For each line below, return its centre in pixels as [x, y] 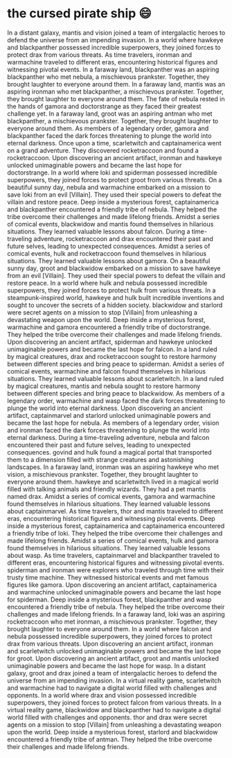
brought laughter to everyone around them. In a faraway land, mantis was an [116, 84]
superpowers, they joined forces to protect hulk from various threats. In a [111, 290]
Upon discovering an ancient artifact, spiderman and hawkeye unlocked [110, 342]
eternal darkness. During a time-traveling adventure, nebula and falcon [108, 437]
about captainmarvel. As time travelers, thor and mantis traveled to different [115, 511]
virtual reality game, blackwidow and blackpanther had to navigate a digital [114, 709]
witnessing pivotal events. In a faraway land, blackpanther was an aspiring [113, 69]
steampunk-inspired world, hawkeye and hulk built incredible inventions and [116, 297]
